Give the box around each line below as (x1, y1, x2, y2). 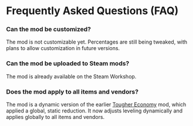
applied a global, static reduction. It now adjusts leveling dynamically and (6, 107, 183, 114)
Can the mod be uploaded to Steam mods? (6, 59, 130, 68)
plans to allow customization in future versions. (6, 45, 120, 52)
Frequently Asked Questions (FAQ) (6, 4, 179, 18)
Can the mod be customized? (6, 25, 92, 34)
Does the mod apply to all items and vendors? (6, 87, 139, 95)
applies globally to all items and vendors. (6, 114, 105, 121)
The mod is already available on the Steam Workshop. (6, 72, 137, 80)
